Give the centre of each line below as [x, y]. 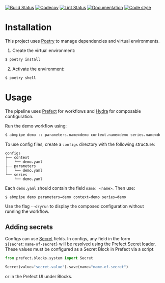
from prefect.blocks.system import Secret [49, 258]
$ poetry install [23, 59]
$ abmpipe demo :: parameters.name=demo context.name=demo [67, 135]
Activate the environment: [38, 69]
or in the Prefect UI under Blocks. [39, 276]
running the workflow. [27, 211]
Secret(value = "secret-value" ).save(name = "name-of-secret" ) [67, 267]
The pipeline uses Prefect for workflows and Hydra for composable [73, 111]
